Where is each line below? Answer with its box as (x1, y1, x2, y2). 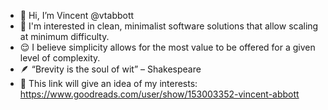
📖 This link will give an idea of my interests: (19, 78, 198, 89)
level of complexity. (19, 52, 101, 64)
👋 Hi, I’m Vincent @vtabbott (19, 10, 135, 21)
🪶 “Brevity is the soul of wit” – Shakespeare (19, 63, 202, 75)
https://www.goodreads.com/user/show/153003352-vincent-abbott (19, 88, 300, 100)
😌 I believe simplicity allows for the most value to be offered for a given (19, 41, 316, 53)
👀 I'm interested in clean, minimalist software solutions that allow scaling (19, 20, 319, 32)
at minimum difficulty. (19, 31, 110, 42)
